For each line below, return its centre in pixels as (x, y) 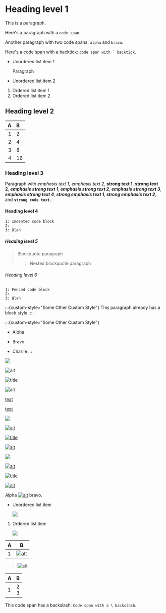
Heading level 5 (22, 241)
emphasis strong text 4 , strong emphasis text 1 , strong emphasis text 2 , (81, 195)
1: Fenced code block (28, 290)
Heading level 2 (30, 111)
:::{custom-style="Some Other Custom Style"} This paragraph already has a (83, 307)
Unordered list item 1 (33, 61)
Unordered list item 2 (34, 81)
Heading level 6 (21, 275)
